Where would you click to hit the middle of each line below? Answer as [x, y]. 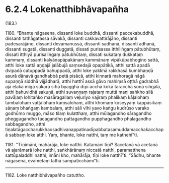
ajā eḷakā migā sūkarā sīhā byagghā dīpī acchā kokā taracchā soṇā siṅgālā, [83, 86]
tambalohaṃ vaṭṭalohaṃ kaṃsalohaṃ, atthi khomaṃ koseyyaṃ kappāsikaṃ [83, 102]
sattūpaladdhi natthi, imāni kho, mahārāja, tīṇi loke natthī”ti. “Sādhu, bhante [83, 155]
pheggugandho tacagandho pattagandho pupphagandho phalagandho [78, 118]
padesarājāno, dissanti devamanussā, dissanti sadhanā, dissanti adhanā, [80, 43]
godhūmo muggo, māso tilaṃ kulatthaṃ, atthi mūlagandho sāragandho [78, 113]
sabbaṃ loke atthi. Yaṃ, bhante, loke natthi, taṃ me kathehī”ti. [73, 135]
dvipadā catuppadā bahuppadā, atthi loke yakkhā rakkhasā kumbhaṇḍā [79, 70]
